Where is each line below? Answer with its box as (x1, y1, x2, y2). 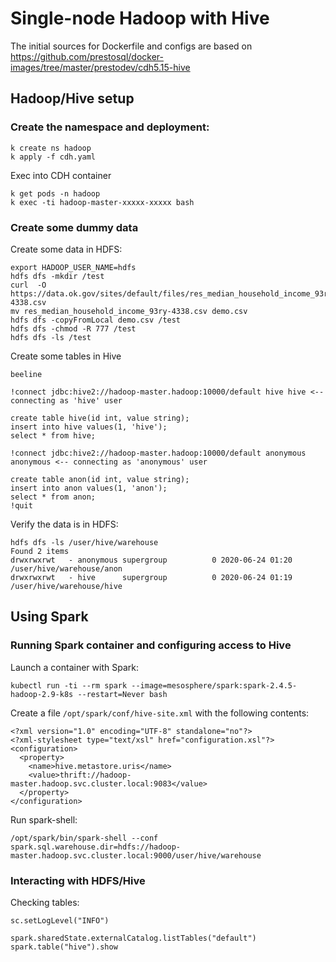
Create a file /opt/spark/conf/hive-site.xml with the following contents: (10, 707, 310, 719)
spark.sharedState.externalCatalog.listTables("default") (10, 933, 257, 943)
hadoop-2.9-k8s (10, 689, 74, 699)
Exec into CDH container (10, 169, 112, 181)
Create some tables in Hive (10, 350, 122, 362)
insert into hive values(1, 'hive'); (10, 422, 168, 432)
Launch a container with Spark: (10, 661, 139, 673)
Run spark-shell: (10, 813, 78, 826)
